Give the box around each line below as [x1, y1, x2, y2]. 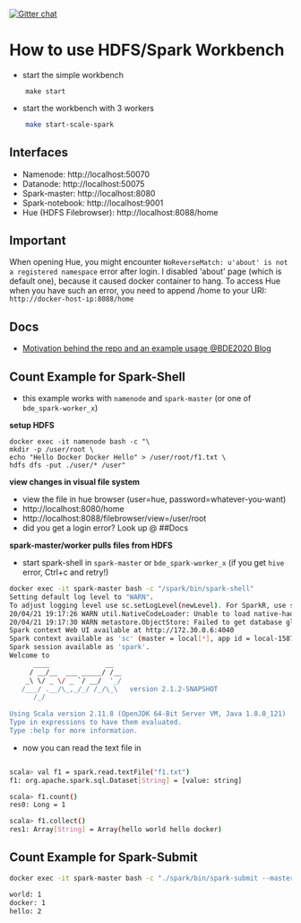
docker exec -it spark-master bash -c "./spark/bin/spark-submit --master [9, 874, 295, 883]
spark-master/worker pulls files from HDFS [9, 540, 173, 551]
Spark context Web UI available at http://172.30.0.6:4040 [9, 626, 235, 635]
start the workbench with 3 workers [21, 102, 155, 113]
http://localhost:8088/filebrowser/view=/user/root [21, 513, 207, 524]
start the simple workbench [21, 69, 124, 80]
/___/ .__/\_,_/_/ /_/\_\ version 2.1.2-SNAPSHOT [21, 684, 219, 693]
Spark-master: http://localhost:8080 [21, 188, 156, 198]
